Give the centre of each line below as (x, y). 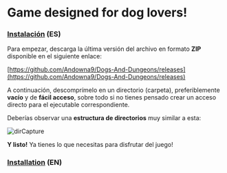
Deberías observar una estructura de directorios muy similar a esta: (104, 118)
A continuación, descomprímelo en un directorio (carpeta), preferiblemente (113, 90)
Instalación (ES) (34, 34)
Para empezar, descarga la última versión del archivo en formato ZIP (104, 49)
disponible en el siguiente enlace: (54, 56)
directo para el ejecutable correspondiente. (68, 105)
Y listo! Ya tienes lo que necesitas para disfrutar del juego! (90, 145)
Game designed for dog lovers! (97, 13)
